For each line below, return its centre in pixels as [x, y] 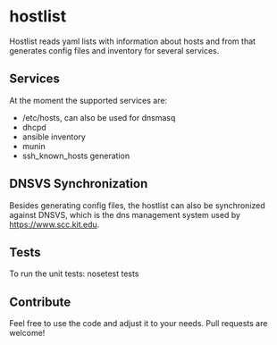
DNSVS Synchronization [79, 184]
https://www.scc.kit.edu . [55, 224]
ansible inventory [54, 137]
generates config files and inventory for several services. [114, 50]
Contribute [40, 302]
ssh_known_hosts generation [76, 156]
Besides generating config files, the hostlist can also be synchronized [137, 205]
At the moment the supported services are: [88, 100]
